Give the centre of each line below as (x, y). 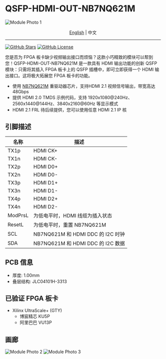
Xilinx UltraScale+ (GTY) (37, 311)
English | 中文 (83, 32)
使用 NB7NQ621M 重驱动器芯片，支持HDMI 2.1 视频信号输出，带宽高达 (84, 86)
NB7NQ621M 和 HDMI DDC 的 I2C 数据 (79, 243)
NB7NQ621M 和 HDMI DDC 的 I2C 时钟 (79, 234)
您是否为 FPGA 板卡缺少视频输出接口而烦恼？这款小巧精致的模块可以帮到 (79, 57)
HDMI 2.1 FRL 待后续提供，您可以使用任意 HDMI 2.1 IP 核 (69, 109)
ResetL (16, 224)
